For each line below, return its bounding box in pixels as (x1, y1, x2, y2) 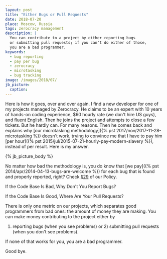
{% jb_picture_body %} (5, 153, 54, 159)
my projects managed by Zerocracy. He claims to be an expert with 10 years (5, 106, 162, 112)
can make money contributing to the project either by (5, 213, 115, 219)
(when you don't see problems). (12, 228, 79, 234)
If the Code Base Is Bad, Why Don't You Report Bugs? (5, 183, 116, 189)
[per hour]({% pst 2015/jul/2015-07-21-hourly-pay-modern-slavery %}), (5, 138, 154, 144)
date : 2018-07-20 (5, 17, 42, 22)
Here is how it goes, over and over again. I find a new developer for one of (5, 101, 159, 107)
